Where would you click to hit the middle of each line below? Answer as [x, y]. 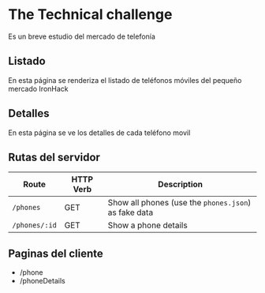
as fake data [131, 212]
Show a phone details [147, 225]
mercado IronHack [38, 88]
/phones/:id [35, 225]
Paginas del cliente [56, 253]
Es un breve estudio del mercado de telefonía [82, 36]
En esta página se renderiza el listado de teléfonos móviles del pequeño [125, 80]
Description [180, 185]
